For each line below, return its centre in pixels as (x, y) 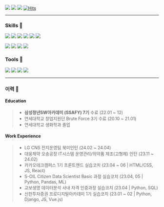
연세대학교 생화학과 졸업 (47, 124)
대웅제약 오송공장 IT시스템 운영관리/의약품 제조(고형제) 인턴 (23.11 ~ (89, 154)
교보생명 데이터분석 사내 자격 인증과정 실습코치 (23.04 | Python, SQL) (91, 187)
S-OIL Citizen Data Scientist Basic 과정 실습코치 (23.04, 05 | (83, 176)
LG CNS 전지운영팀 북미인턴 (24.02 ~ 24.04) (68, 147)
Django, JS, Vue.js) (44, 199)
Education (16, 101)
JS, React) (35, 170)
